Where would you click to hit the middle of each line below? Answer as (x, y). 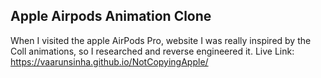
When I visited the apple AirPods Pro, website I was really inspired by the (161, 40)
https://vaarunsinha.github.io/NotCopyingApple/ (109, 61)
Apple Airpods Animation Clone (111, 16)
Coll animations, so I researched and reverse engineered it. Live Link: (152, 51)
